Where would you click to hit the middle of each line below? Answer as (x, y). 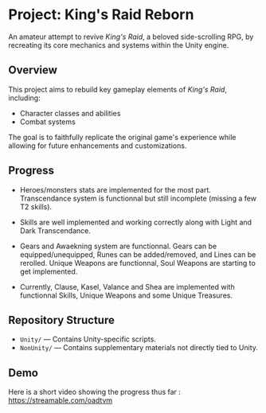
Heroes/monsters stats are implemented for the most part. (115, 189)
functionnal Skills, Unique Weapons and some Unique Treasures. (126, 295)
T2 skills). (36, 206)
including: (25, 98)
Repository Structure (62, 320)
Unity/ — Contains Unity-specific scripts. (88, 339)
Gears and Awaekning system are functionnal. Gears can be (118, 246)
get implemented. (49, 271)
